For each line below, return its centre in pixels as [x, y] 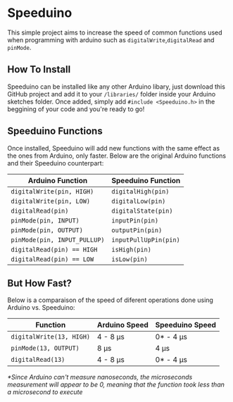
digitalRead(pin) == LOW [52, 259]
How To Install [39, 69]
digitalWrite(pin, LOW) [51, 201]
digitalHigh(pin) [140, 191]
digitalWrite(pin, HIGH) [52, 191]
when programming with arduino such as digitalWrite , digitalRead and [111, 39]
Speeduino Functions [55, 131]
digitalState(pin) [142, 211]
